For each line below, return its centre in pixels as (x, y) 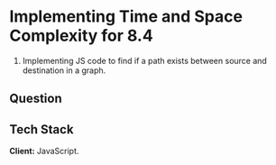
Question (36, 99)
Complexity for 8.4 (81, 36)
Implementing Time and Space (126, 17)
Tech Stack (41, 129)
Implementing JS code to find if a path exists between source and (145, 60)
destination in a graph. (64, 70)
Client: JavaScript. (44, 151)
